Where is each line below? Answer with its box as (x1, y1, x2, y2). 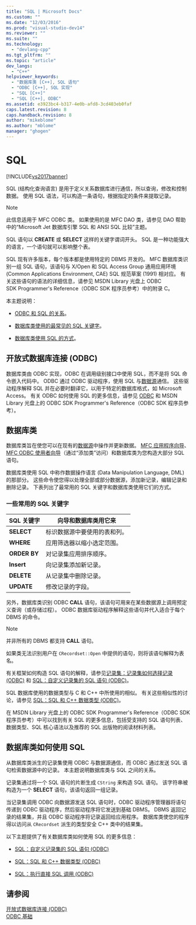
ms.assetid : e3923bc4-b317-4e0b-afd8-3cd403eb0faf (6, 101, 132, 107)
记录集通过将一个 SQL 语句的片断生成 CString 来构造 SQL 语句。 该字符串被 (6, 779, 188, 786)
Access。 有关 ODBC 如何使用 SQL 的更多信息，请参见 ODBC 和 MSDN (6, 392, 178, 399)
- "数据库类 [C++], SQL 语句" (11, 80, 80, 85)
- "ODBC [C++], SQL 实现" (11, 85, 73, 91)
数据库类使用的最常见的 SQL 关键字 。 (14, 322, 105, 329)
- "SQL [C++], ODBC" (11, 95, 61, 101)
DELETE (9, 571, 32, 580)
